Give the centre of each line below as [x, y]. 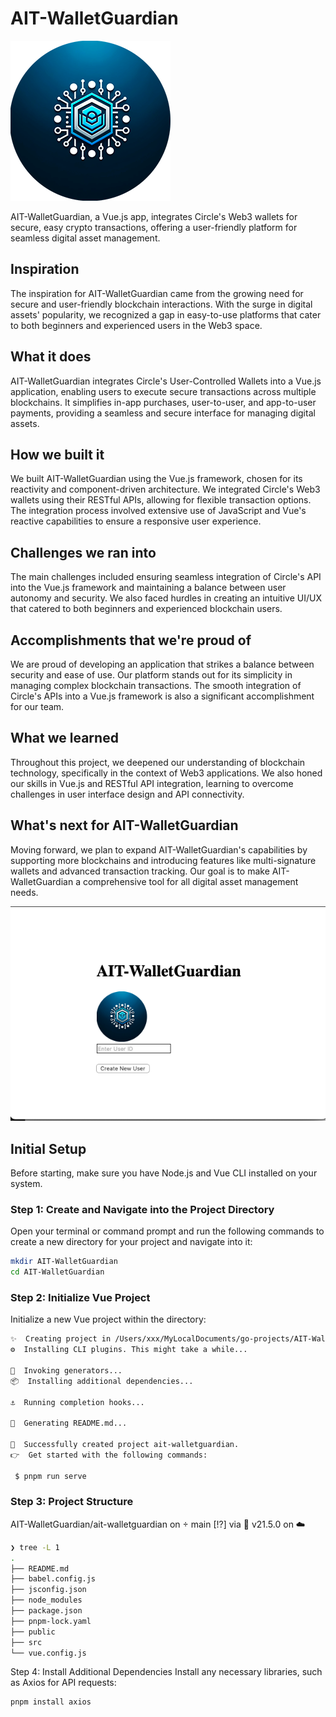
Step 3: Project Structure [72, 1502]
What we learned [64, 738]
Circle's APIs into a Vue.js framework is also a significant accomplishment [162, 696]
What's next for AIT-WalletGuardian [124, 825]
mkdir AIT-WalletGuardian [64, 1262]
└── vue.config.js [48, 1653]
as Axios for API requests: [63, 1683]
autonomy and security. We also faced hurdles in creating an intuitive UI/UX [166, 598]
